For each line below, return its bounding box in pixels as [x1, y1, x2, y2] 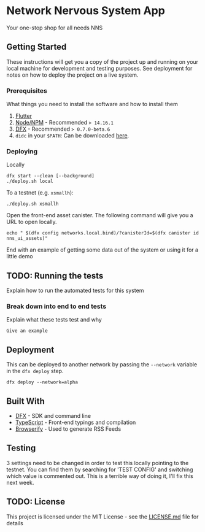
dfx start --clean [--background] [6, 173, 95, 179]
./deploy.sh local [6, 179, 53, 185]
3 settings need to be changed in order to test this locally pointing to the [6, 459, 189, 466]
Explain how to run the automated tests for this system [6, 287, 144, 295]
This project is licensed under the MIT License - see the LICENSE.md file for [6, 513, 199, 520]
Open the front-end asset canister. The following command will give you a [6, 212, 193, 219]
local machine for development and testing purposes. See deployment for [6, 64, 193, 72]
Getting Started [6, 42, 67, 52]
